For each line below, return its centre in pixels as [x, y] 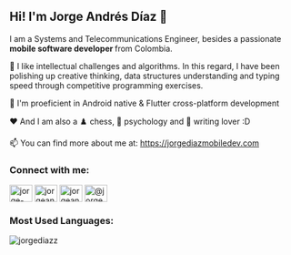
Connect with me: [50, 169]
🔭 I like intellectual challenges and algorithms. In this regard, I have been [145, 66]
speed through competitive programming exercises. [106, 85]
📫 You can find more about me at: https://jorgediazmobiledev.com [135, 143]
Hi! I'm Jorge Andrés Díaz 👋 [89, 17]
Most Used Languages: [62, 221]
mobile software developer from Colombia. [91, 48]
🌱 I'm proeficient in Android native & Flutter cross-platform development [145, 103]
